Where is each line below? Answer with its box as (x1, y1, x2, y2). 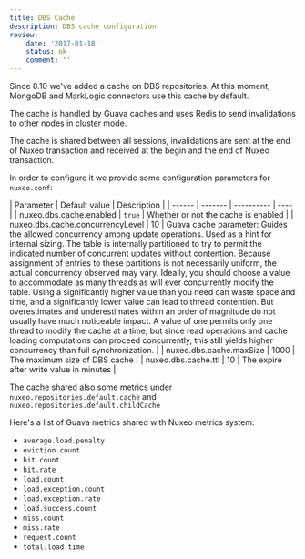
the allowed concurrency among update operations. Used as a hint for (9, 229, 272, 239)
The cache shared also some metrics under (9, 381, 173, 392)
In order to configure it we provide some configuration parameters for (9, 172, 270, 183)
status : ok (25, 47, 67, 56)
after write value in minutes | (9, 364, 117, 374)
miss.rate (22, 523, 61, 533)
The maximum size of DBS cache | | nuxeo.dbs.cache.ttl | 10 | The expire (9, 354, 282, 365)
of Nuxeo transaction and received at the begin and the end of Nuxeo (9, 145, 270, 156)
